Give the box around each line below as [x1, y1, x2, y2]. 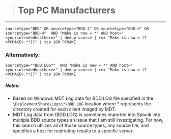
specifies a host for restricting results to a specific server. [12, 128, 134, 134]
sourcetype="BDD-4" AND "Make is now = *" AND [5, 31, 108, 36]
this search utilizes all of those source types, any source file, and [12, 122, 149, 129]
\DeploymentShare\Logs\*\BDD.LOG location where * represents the [12, 101, 151, 107]
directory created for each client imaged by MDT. [12, 106, 116, 113]
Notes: [5, 82, 20, 89]
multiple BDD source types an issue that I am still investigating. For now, [12, 117, 164, 123]
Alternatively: [5, 51, 40, 58]
